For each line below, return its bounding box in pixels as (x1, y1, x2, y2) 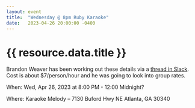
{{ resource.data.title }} (6, 46, 127, 59)
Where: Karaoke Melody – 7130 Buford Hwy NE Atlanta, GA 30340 (6, 95, 170, 103)
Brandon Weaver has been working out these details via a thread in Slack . (6, 65, 190, 73)
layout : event (6, 8, 42, 15)
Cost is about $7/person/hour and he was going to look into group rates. (6, 72, 185, 79)
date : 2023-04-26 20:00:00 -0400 (6, 20, 96, 26)
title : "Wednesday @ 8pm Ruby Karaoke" (6, 14, 110, 20)
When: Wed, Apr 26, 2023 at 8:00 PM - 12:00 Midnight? (6, 83, 144, 91)
